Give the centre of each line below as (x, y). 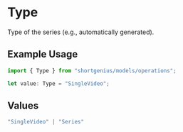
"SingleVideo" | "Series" (46, 122)
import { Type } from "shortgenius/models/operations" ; (92, 71)
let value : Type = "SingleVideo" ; (59, 83)
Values (23, 105)
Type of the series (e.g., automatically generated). (81, 32)
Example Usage (43, 54)
